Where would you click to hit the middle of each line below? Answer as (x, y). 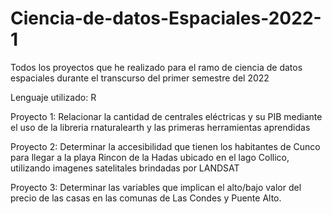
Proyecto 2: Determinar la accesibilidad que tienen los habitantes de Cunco (165, 146)
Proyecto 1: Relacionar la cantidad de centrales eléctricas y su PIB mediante (166, 116)
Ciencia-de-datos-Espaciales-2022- (166, 18)
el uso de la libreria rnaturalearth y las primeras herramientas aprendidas (160, 127)
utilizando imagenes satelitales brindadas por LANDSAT (125, 168)
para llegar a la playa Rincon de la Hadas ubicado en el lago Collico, (150, 157)
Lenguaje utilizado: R (53, 97)
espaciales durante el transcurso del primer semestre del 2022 (140, 78)
